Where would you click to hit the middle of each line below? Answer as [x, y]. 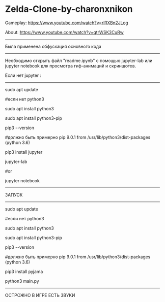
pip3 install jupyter [24, 152]
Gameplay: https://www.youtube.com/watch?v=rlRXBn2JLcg [67, 23]
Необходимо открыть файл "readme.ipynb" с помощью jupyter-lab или [79, 61]
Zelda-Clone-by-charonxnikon [69, 9]
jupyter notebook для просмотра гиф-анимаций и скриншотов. [71, 66]
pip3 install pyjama [24, 271]
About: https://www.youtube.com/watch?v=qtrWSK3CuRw [64, 32]
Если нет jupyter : [23, 75]
